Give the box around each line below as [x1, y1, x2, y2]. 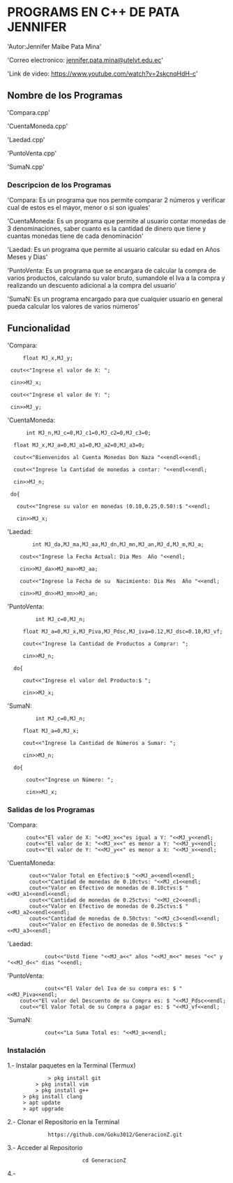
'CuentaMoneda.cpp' [7, 122, 68, 130]
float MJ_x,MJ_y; [22, 354, 73, 361]
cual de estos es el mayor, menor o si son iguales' [7, 204, 151, 212]
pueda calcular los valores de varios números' [7, 302, 140, 311]
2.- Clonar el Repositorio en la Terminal [7, 1118, 120, 1126]
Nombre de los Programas [7, 90, 123, 101]
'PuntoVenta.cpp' [7, 148, 57, 157]
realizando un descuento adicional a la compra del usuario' [7, 281, 177, 290]
